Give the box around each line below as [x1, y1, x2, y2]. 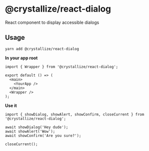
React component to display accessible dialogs [5, 19, 99, 25]
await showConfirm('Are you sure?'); [5, 133, 82, 138]
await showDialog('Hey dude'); [5, 125, 68, 130]
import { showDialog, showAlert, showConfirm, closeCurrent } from [5, 112, 145, 117]
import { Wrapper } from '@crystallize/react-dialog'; [5, 64, 118, 69]
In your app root [5, 55, 38, 61]
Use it [5, 102, 17, 108]
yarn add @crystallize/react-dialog [5, 46, 79, 51]
